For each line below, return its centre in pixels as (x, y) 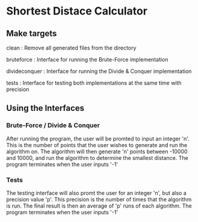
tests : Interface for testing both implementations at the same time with (94, 83)
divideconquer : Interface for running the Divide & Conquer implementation (99, 71)
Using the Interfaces (45, 108)
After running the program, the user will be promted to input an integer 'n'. (98, 138)
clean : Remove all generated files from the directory (71, 48)
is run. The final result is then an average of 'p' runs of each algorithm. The (99, 206)
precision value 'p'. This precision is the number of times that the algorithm (99, 199)
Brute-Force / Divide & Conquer (53, 125)
